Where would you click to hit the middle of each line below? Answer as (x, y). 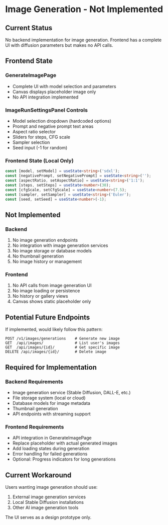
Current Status (29, 28)
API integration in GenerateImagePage (52, 438)
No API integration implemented (45, 97)
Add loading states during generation (51, 449)
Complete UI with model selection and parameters (64, 86)
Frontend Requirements (35, 427)
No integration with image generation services (60, 245)
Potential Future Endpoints (48, 317)
